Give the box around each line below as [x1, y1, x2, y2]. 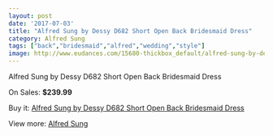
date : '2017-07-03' [8, 19, 75, 28]
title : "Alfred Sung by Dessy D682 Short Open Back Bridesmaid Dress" [8, 27, 253, 35]
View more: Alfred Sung [8, 119, 89, 128]
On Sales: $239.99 [8, 87, 73, 97]
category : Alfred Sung [8, 34, 85, 43]
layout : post [8, 11, 53, 20]
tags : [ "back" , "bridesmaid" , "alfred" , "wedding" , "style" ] [8, 42, 206, 50]
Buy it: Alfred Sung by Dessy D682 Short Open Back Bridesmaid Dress [8, 103, 245, 113]
